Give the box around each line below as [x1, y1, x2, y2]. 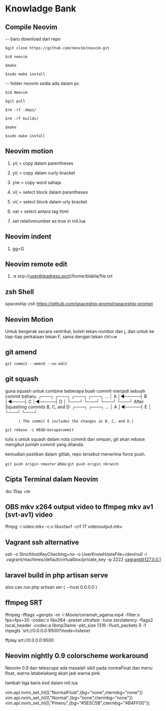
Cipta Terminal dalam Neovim [5, 475, 98, 484]
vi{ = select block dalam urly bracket [12, 198, 88, 204]
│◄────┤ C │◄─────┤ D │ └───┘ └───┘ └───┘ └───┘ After [5, 398, 144, 404]
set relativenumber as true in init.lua [12, 218, 86, 224]
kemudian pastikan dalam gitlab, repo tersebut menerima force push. [5, 451, 146, 457]
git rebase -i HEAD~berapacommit [5, 427, 74, 433]
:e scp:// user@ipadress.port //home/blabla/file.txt [12, 273, 113, 279]
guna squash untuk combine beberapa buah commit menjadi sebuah [5, 388, 145, 394]
